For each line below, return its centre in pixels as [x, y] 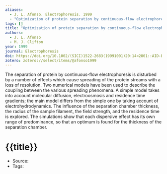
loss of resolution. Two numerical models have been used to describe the [80, 85]
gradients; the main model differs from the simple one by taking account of [82, 101]
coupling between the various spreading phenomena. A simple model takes [83, 90]
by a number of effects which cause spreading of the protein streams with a [83, 80]
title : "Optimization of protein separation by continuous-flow [73, 28]
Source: [20, 161]
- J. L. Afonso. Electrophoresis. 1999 [51, 14]
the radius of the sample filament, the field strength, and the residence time [83, 112]
